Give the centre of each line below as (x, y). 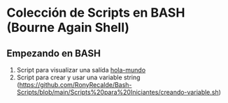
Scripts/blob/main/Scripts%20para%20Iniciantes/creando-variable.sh (117, 92)
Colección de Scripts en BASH (96, 13)
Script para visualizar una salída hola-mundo (81, 70)
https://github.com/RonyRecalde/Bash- (76, 85)
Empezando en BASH (54, 53)
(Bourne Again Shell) (68, 27)
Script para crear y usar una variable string (78, 77)
